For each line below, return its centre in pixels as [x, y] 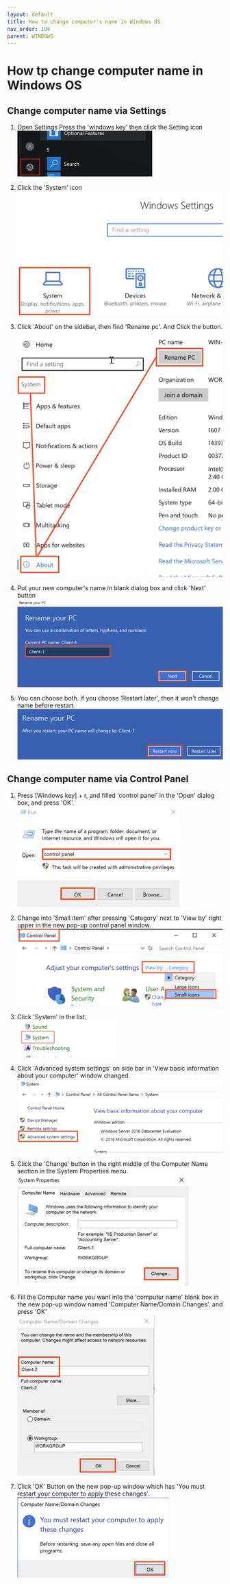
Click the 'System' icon [49, 188]
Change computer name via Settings [87, 111]
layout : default [30, 14]
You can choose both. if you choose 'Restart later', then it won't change [118, 698]
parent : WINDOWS [30, 36]
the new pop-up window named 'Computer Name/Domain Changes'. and [120, 1304]
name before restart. [46, 705]
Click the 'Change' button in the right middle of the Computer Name [113, 1164]
